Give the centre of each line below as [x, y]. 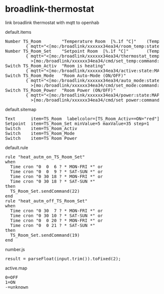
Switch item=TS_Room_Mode [40, 133]
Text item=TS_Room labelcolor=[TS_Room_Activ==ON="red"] [82, 119]
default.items [18, 32]
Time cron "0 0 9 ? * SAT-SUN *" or [57, 171]
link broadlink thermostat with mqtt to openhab [52, 23]
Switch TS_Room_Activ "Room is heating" [55, 66]
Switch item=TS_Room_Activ [41, 128]
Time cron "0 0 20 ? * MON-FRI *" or [57, 220]
